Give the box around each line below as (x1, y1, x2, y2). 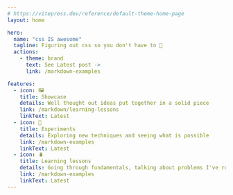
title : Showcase (19, 93, 67, 101)
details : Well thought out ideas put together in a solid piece (19, 100, 209, 107)
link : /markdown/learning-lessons (19, 106, 119, 113)
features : (7, 80, 36, 87)
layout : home (7, 17, 45, 24)
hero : (7, 29, 23, 36)
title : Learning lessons (19, 158, 92, 165)
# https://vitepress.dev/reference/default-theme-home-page (7, 10, 185, 17)
